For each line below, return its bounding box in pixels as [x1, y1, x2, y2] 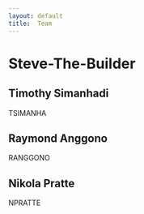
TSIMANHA [8, 108, 47, 118]
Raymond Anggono [8, 131, 108, 145]
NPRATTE [8, 198, 41, 208]
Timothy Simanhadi [8, 87, 109, 101]
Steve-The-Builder [8, 54, 136, 73]
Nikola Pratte [8, 176, 75, 190]
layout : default [8, 11, 63, 20]
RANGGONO [8, 153, 51, 163]
